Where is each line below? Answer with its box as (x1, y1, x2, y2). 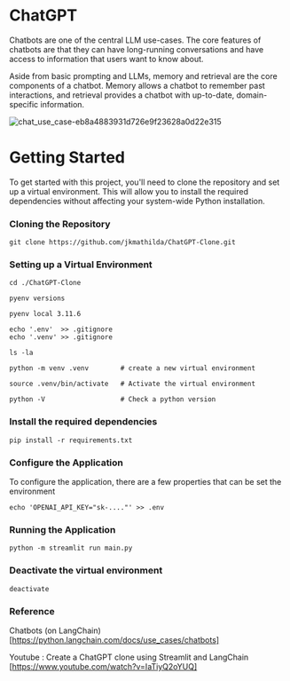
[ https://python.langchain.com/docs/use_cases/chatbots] (9, 634, 220, 645)
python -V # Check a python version (9, 395, 216, 404)
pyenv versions (9, 294, 66, 303)
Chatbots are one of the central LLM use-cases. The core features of (9, 35, 262, 45)
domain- (236, 90, 268, 100)
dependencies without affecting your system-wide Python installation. (9, 195, 266, 206)
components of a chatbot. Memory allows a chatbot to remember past (9, 80, 266, 91)
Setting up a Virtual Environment (9, 258, 153, 271)
